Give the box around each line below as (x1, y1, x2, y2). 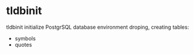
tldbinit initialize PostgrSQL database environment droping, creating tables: (6, 23, 189, 31)
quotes (14, 41, 33, 48)
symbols (14, 35, 36, 42)
